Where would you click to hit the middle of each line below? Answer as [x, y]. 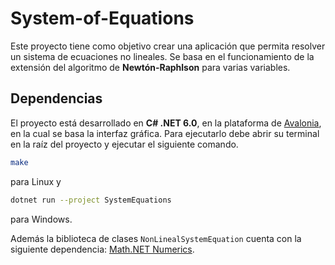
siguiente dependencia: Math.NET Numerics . [102, 249]
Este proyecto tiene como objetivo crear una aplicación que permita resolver [168, 46]
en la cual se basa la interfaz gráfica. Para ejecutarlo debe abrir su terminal [165, 133]
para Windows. [41, 219]
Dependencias [56, 98]
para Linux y [36, 181]
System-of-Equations [102, 18]
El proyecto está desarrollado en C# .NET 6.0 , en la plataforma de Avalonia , [166, 123]
